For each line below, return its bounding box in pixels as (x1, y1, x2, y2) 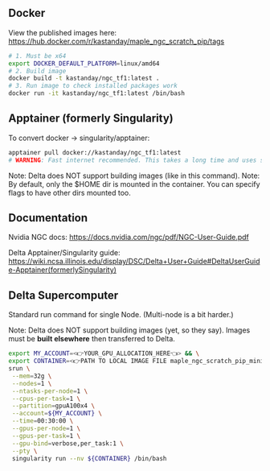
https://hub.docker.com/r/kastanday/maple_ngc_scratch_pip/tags (8, 36, 225, 46)
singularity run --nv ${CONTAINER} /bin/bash (11, 454, 167, 462)
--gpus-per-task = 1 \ (11, 432, 81, 440)
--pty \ (11, 447, 38, 455)
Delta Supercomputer (8, 288, 119, 302)
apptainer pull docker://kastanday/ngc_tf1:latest (8, 148, 182, 156)
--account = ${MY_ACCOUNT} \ (11, 410, 103, 418)
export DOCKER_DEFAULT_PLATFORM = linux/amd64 (8, 60, 160, 68)
